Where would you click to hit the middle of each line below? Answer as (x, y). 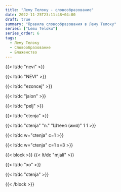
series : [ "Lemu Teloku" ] (31, 29)
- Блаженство (24, 52)
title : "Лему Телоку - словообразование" (50, 10)
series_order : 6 (22, 33)
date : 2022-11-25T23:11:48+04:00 (41, 15)
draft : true (18, 19)
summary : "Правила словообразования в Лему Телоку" (61, 24)
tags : (11, 38)
